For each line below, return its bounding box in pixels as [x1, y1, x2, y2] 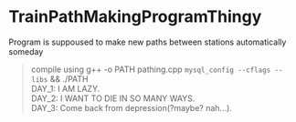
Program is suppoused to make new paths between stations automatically [8, 36, 287, 47]
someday [8, 46, 44, 56]
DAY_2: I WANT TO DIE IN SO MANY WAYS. [30, 93, 196, 104]
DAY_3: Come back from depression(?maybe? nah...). [30, 102, 232, 113]
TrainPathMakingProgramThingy [8, 6, 262, 27]
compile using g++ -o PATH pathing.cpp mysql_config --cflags [30, 64, 271, 75]
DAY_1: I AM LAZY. [30, 83, 100, 94]
